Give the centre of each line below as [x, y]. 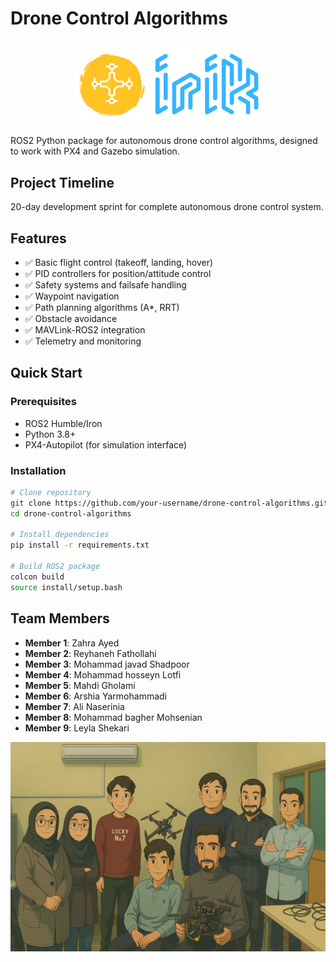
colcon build [37, 577]
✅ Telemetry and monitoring [83, 341]
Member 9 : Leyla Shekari [77, 728]
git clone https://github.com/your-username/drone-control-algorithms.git [169, 503]
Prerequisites [43, 402]
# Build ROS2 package [55, 567]
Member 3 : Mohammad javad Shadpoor [107, 664]
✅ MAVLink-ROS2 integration [85, 329]
